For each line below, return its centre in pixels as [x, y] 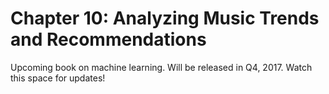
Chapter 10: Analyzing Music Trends [165, 18]
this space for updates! [58, 78]
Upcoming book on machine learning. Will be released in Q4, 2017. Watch [161, 67]
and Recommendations [108, 39]
